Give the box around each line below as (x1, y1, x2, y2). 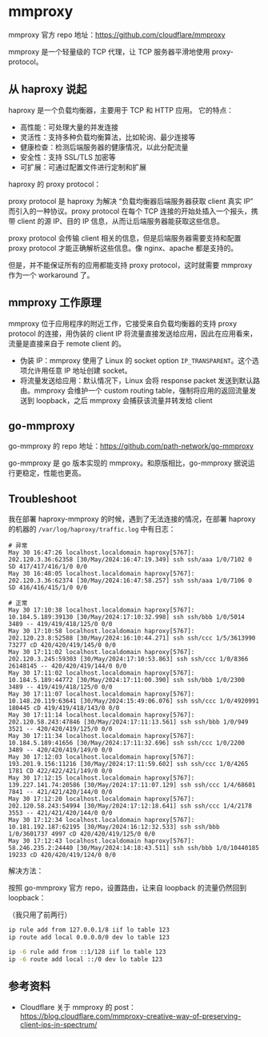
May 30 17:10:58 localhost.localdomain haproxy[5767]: (8, 627, 195, 636)
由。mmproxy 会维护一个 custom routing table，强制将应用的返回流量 (19, 385, 250, 395)
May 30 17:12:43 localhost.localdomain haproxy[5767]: (8, 837, 195, 845)
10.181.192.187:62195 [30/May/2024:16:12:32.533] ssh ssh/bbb (8, 823, 220, 832)
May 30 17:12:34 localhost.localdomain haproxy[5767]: (8, 816, 195, 824)
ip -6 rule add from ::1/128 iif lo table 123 (8, 947, 166, 955)
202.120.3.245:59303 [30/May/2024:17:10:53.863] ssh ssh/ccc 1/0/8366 (8, 655, 249, 664)
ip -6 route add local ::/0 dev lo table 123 (8, 955, 162, 963)
